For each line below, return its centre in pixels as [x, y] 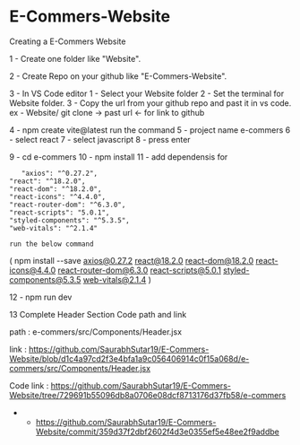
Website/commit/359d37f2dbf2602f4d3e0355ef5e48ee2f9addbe [157, 432]
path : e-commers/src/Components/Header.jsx [95, 332]
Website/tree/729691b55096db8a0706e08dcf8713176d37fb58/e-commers [148, 395]
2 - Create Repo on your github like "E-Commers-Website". [118, 76]
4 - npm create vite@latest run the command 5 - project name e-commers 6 [150, 130]
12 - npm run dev [41, 297]
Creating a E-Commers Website [68, 41]
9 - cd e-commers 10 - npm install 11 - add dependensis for [119, 157]
